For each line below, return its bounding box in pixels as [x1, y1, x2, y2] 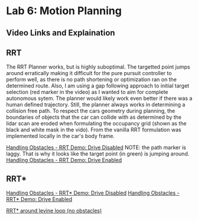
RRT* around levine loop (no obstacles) [6, 207, 102, 214]
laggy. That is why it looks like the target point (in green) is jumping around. [6, 150, 190, 157]
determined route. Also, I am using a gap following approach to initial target [6, 82, 190, 89]
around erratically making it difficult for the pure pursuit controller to [6, 70, 172, 77]
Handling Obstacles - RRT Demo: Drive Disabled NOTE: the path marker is [6, 144, 186, 151]
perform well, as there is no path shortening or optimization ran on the [6, 76, 177, 83]
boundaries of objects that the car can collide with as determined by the [6, 114, 182, 121]
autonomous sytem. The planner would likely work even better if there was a [6, 95, 193, 102]
